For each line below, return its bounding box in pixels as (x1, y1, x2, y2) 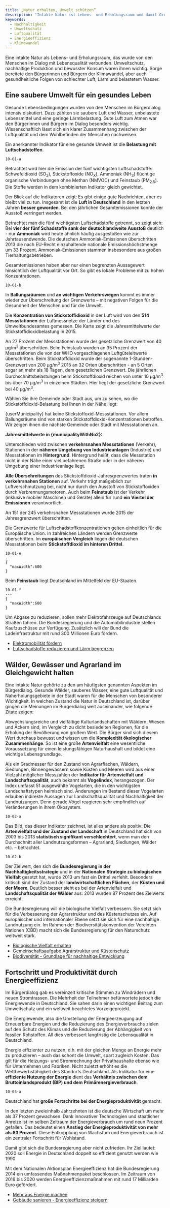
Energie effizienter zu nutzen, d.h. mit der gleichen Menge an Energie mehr (5, 1047, 162, 1053)
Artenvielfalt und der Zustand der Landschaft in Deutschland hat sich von (5, 828, 162, 834)
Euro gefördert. (5, 1182, 37, 1188)
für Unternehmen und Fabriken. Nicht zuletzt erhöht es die (5, 1063, 127, 1069)
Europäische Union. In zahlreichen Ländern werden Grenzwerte (5, 530, 138, 536)
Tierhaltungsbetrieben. (5, 252, 53, 258)
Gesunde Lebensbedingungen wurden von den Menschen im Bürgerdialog (5, 104, 161, 110)
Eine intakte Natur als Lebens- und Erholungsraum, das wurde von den (5, 54, 153, 61)
